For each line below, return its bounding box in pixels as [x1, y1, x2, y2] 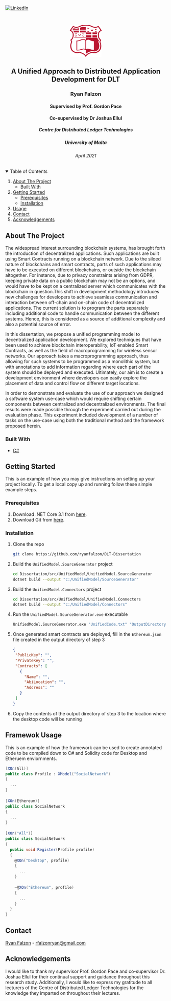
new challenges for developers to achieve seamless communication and [5, 294, 157, 300]
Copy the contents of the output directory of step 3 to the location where [12, 710, 166, 716]
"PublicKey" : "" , [15, 653, 52, 658]
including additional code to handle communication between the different [5, 310, 159, 316]
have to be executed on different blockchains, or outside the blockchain [5, 267, 156, 273]
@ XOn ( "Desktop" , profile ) [14, 858, 70, 863]
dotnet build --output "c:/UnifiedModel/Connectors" [12, 602, 128, 607]
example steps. [5, 487, 37, 493]
